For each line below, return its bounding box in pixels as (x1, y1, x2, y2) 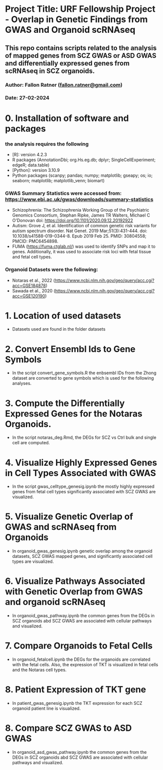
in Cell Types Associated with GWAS (5, 467, 156, 479)
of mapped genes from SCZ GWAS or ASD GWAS (5, 51, 157, 60)
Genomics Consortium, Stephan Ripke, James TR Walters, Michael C (12, 212, 150, 218)
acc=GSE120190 (12, 293, 45, 299)
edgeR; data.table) (12, 162, 50, 168)
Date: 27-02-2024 (5, 95, 50, 101)
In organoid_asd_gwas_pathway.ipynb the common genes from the (12, 749, 147, 755)
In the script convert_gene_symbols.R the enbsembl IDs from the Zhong (12, 370, 157, 376)
